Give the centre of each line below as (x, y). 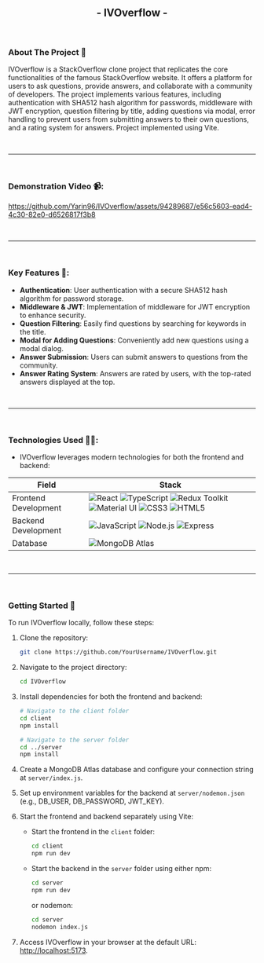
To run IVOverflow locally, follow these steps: (81, 623)
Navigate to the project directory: (73, 668)
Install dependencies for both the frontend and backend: (111, 697)
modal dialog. (42, 348)
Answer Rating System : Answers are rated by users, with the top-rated (135, 373)
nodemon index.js (60, 927)
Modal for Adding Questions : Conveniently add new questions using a (134, 340)
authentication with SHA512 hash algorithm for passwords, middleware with (130, 103)
